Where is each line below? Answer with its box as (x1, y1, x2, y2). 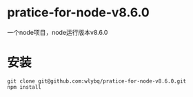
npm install (7, 83, 41, 90)
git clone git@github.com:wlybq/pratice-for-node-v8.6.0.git (7, 77, 187, 85)
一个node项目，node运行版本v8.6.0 (7, 28, 108, 36)
